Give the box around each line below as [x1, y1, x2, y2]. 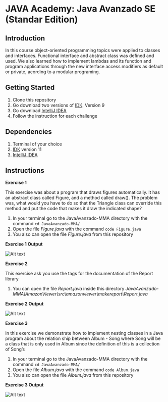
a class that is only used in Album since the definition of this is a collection [5, 341, 160, 347]
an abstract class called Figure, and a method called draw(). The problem [5, 195, 158, 201]
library [5, 276, 19, 282]
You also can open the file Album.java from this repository [12, 372, 134, 378]
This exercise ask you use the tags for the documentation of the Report [5, 271, 153, 277]
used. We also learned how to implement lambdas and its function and [5, 58, 151, 64]
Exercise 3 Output [5, 382, 44, 388]
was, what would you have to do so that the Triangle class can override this [5, 200, 162, 206]
